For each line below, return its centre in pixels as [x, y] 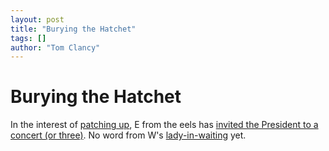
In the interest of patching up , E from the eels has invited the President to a [164, 125]
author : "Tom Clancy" [55, 47]
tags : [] [28, 38]
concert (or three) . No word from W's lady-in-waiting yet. [128, 135]
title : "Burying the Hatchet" [73, 29]
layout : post [37, 19]
